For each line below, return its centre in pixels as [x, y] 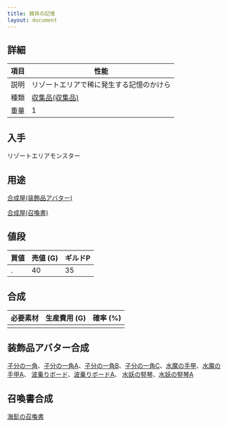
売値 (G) [45, 258]
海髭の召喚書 [25, 417]
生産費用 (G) [66, 318]
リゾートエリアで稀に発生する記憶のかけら [101, 85]
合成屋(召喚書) [28, 212]
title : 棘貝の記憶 [31, 14]
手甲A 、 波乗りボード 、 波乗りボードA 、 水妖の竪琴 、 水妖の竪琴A [100, 374]
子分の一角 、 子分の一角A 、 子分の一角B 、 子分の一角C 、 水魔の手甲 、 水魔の [114, 366]
